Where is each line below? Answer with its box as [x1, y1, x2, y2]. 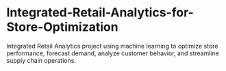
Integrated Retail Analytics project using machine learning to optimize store [6, 42, 218, 50]
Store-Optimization [6, 19, 118, 35]
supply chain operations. [6, 56, 77, 64]
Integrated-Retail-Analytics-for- [6, 5, 194, 20]
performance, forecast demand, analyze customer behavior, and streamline [6, 49, 220, 57]
